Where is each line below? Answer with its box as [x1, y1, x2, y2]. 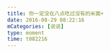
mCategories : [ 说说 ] [7, 23, 64, 30]
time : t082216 [7, 36, 48, 43]
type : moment [7, 29, 45, 36]
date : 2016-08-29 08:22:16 [7, 17, 85, 23]
